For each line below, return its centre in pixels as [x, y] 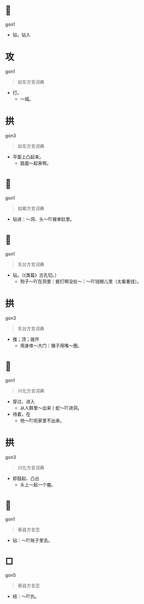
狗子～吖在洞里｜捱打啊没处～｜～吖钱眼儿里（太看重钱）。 [81, 281]
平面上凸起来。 [28, 157]
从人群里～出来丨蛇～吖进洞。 [51, 408]
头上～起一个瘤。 [38, 485]
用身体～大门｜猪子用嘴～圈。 [51, 346]
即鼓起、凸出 [26, 478]
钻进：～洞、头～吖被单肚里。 [43, 219]
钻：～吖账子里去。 [32, 540]
